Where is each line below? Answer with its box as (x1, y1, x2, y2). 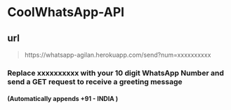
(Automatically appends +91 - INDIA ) (7, 94, 119, 102)
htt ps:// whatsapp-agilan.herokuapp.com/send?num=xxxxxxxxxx (24, 50, 211, 59)
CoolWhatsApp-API (7, 4, 125, 20)
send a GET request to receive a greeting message (7, 76, 183, 86)
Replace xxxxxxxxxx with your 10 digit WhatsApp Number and (7, 68, 225, 78)
